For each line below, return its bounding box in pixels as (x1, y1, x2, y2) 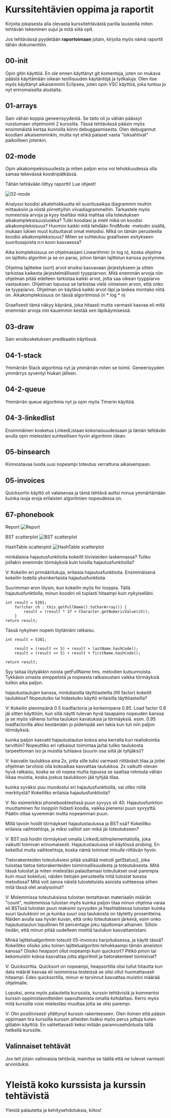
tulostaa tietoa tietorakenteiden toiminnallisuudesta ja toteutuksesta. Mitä (5, 862, 160, 868)
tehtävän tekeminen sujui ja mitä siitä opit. (5, 26, 94, 32)
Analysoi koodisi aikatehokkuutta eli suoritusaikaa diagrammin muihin (5, 201, 152, 207)
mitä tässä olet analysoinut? (5, 884, 64, 890)
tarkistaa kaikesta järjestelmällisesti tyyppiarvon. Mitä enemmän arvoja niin (5, 270, 163, 276)
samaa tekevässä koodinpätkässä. (5, 171, 78, 177)
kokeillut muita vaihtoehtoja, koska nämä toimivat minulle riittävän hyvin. (5, 847, 157, 853)
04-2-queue (5, 385, 46, 394)
